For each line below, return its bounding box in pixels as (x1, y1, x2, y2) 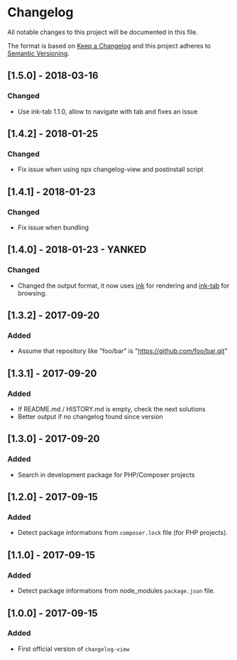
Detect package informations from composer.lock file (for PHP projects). (17, 529, 228, 537)
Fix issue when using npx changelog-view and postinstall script (17, 165, 204, 174)
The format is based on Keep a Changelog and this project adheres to (7, 41, 211, 50)
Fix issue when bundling (17, 223, 89, 232)
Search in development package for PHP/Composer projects (17, 470, 195, 479)
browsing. (17, 288, 48, 297)
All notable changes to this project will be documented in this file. (7, 28, 199, 36)
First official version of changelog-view (17, 644, 130, 653)
